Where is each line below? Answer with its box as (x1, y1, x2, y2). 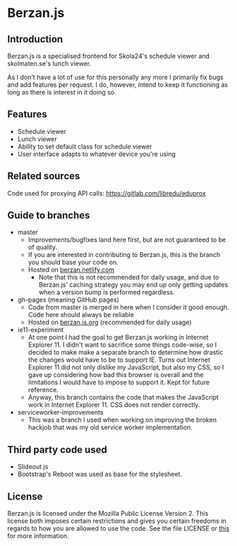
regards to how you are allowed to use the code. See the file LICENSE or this (7, 524, 230, 533)
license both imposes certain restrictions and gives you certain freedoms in (7, 517, 227, 526)
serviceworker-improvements (17, 408, 104, 417)
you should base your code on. (28, 258, 119, 266)
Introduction (7, 33, 63, 45)
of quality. (28, 243, 58, 251)
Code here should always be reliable (28, 311, 134, 319)
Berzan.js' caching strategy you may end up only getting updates (38, 280, 229, 289)
